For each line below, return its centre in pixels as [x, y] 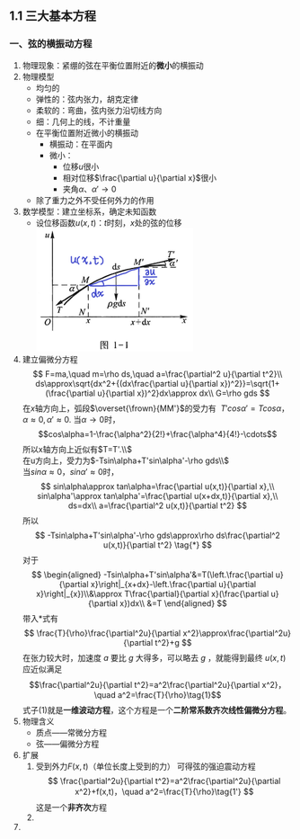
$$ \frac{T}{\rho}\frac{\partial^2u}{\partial [102, 633]
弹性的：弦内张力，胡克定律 [87, 99]
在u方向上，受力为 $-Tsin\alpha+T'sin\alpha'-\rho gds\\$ [126, 460]
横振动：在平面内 [81, 144]
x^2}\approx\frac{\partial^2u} [237, 633]
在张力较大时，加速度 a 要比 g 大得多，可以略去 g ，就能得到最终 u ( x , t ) [154, 657]
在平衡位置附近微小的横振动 [87, 132]
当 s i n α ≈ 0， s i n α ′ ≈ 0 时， [71, 471]
